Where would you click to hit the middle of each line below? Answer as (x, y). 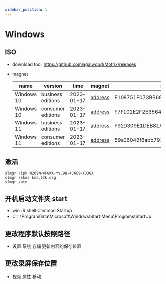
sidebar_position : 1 (26, 10)
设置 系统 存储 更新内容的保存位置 (47, 246)
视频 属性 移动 (26, 276)
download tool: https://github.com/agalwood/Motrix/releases (74, 64)
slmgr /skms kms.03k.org (31, 178)
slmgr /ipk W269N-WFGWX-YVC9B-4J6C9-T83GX (49, 173)
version (53, 86)
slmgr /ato (16, 182)
